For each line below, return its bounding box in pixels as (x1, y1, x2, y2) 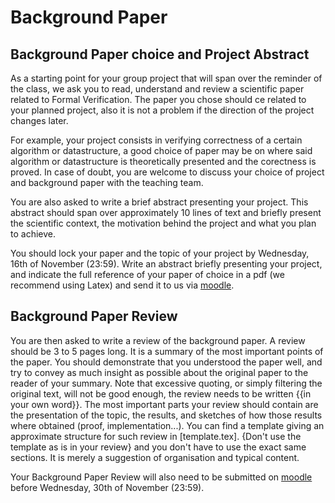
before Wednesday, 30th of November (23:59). (10, 481, 205, 493)
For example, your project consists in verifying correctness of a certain (10, 134, 303, 146)
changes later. (10, 115, 69, 126)
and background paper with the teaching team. (10, 177, 204, 188)
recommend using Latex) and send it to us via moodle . (10, 279, 235, 291)
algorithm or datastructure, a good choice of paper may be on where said (10, 145, 313, 156)
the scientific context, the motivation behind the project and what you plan (10, 217, 317, 229)
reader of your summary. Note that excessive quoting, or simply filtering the (10, 377, 323, 389)
